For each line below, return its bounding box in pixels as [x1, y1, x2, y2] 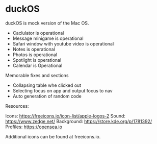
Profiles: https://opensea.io [5, 124, 63, 130]
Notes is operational [12, 46, 55, 52]
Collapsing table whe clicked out [12, 82, 82, 88]
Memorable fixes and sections [5, 72, 69, 78]
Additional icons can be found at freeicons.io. [5, 133, 101, 139]
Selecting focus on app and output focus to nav [12, 87, 113, 93]
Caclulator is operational [12, 30, 64, 36]
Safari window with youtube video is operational [12, 40, 114, 46]
